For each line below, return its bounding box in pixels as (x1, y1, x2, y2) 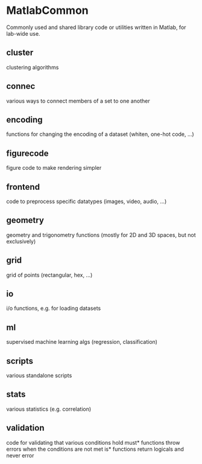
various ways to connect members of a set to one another (6, 97, 150, 105)
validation (6, 423, 45, 433)
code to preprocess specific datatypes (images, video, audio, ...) (6, 198, 167, 205)
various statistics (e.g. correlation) (6, 405, 92, 413)
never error (6, 451, 34, 459)
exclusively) (6, 237, 36, 245)
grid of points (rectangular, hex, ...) (6, 271, 93, 279)
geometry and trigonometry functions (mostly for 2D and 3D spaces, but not (6, 231, 196, 239)
